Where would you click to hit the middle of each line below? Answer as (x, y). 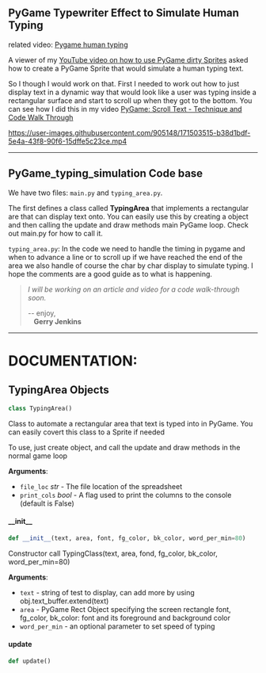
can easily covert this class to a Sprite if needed (86, 432)
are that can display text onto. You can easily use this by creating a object (129, 216)
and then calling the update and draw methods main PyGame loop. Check (129, 224)
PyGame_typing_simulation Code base (106, 174)
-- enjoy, (42, 313)
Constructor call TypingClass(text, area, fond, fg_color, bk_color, (113, 553)
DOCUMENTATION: (73, 361)
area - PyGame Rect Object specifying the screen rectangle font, (125, 609)
